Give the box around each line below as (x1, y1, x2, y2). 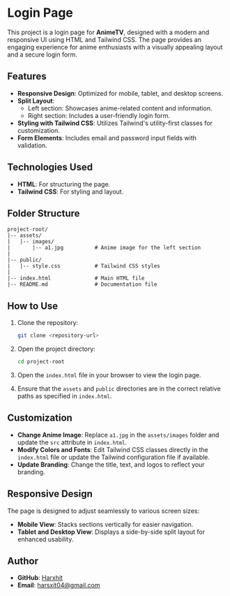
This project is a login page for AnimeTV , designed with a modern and (7, 28, 210, 36)
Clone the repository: (17, 319, 79, 327)
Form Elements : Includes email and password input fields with (17, 133, 197, 142)
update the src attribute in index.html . (17, 438, 128, 446)
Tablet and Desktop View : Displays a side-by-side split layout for (17, 528, 206, 536)
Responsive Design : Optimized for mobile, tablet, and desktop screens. (17, 89, 224, 97)
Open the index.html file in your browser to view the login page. (17, 370, 201, 379)
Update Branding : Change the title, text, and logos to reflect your (17, 460, 205, 469)
